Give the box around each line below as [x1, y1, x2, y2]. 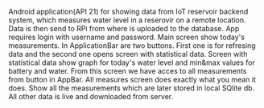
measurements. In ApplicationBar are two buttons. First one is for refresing [8, 41, 256, 50]
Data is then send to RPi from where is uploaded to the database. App [8, 24, 240, 33]
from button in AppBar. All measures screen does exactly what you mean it [8, 75, 256, 84]
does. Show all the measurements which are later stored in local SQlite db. [8, 83, 255, 93]
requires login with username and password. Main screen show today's [8, 32, 245, 42]
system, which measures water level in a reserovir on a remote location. [8, 15, 246, 25]
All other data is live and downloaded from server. [8, 92, 174, 101]
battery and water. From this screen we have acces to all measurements [8, 66, 247, 75]
